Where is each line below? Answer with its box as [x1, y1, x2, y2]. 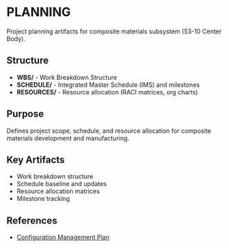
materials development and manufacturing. [6, 133, 130, 142]
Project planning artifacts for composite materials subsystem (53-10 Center [6, 27, 222, 35]
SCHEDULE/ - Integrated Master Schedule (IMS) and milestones [16, 81, 201, 89]
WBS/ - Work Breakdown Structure [16, 73, 117, 81]
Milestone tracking [16, 195, 70, 203]
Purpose [6, 108, 44, 120]
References [6, 215, 58, 226]
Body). [6, 34, 26, 42]
